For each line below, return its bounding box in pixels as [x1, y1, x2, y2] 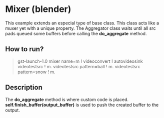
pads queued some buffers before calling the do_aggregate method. [5, 30, 147, 36]
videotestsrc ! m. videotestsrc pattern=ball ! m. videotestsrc [17, 63, 140, 69]
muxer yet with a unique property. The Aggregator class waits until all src [5, 25, 156, 31]
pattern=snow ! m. [17, 69, 56, 75]
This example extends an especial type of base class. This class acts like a [5, 20, 159, 26]
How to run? [5, 45, 44, 53]
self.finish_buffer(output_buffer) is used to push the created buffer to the [5, 102, 159, 108]
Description [5, 83, 42, 92]
